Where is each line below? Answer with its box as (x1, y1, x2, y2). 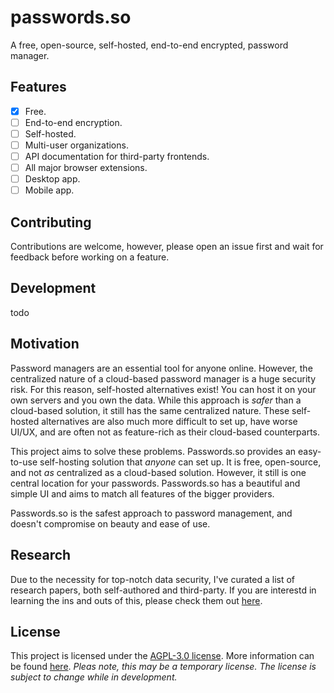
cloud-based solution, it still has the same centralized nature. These (10, 404, 290, 416)
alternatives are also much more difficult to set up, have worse (41, 415, 298, 427)
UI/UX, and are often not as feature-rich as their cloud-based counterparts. (10, 426, 321, 438)
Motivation (10, 336, 80, 353)
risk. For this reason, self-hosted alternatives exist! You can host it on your (10, 383, 317, 395)
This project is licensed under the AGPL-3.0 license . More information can (10, 650, 315, 662)
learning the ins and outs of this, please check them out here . (10, 594, 263, 606)
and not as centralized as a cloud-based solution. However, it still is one (10, 466, 307, 478)
